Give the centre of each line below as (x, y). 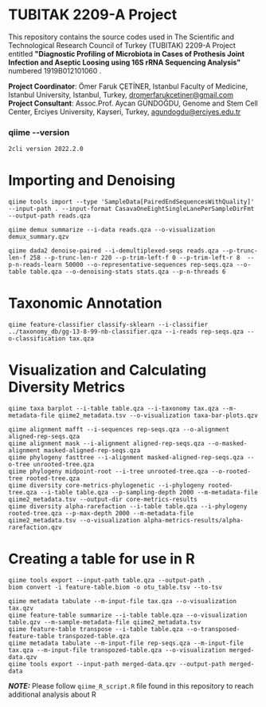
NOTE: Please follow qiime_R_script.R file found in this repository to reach (131, 685)
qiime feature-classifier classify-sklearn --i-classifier (108, 325)
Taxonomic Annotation (85, 303)
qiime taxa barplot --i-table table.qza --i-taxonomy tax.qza (113, 409)
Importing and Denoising (92, 181)
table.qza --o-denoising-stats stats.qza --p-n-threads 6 (127, 272)
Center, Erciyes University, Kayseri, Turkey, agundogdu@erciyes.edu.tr (125, 111)
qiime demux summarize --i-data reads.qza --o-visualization (112, 230)
